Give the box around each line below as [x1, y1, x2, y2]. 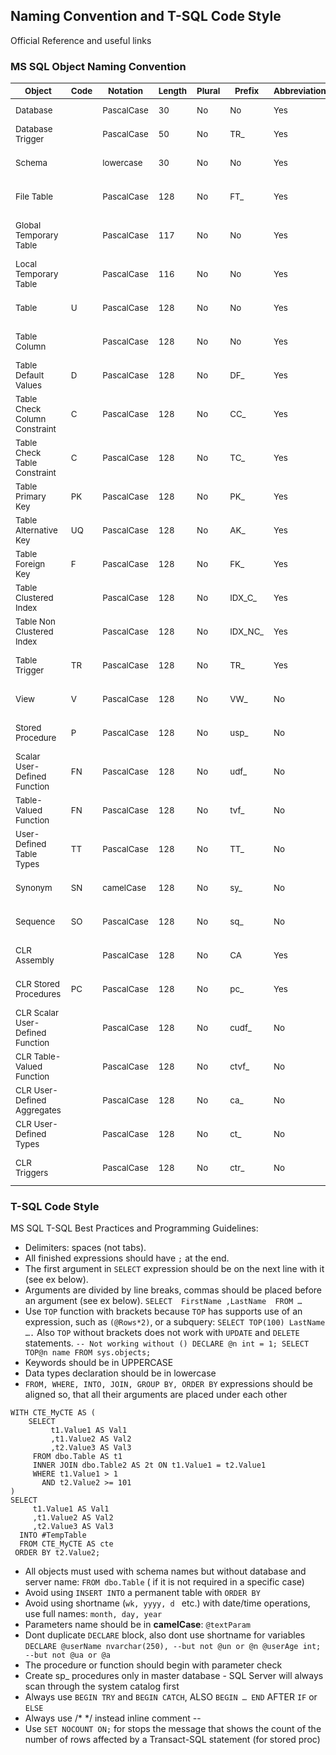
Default [15, 370, 45, 381]
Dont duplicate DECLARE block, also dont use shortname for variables [24, 1629, 306, 1641]
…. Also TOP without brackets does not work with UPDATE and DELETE [24, 1327, 300, 1339]
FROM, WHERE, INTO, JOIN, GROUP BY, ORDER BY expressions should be [24, 1378, 313, 1390]
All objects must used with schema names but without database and [24, 1565, 307, 1578]
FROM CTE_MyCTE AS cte [19, 1539, 114, 1549]
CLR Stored [15, 979, 60, 990]
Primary [15, 491, 47, 503]
